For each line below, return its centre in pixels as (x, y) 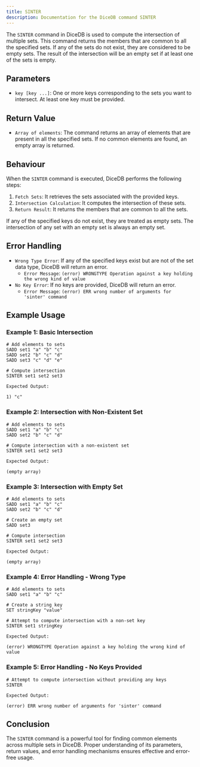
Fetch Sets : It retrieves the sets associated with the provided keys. (97, 196)
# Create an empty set (34, 520)
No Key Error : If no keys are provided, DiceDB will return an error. (95, 284)
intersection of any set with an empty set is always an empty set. (86, 227)
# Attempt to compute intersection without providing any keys (87, 680)
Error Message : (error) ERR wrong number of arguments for (98, 291)
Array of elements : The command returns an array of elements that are (103, 133)
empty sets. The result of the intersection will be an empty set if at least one (100, 53)
